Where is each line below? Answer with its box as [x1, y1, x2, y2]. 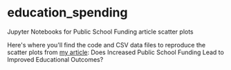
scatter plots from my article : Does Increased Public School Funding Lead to [7, 48, 225, 56]
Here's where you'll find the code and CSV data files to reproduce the [7, 40, 206, 49]
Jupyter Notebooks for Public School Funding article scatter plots [7, 27, 194, 36]
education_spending [7, 5, 128, 21]
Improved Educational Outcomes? [7, 55, 104, 63]
